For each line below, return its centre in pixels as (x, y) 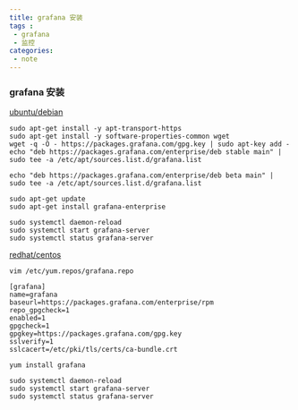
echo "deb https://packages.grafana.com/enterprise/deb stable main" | (145, 152)
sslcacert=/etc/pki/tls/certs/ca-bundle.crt (94, 350)
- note (26, 59)
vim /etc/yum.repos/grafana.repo (72, 271)
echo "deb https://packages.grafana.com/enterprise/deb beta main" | (142, 175)
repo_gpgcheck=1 (39, 311)
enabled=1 (28, 319)
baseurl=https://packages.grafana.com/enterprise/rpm (112, 303)
